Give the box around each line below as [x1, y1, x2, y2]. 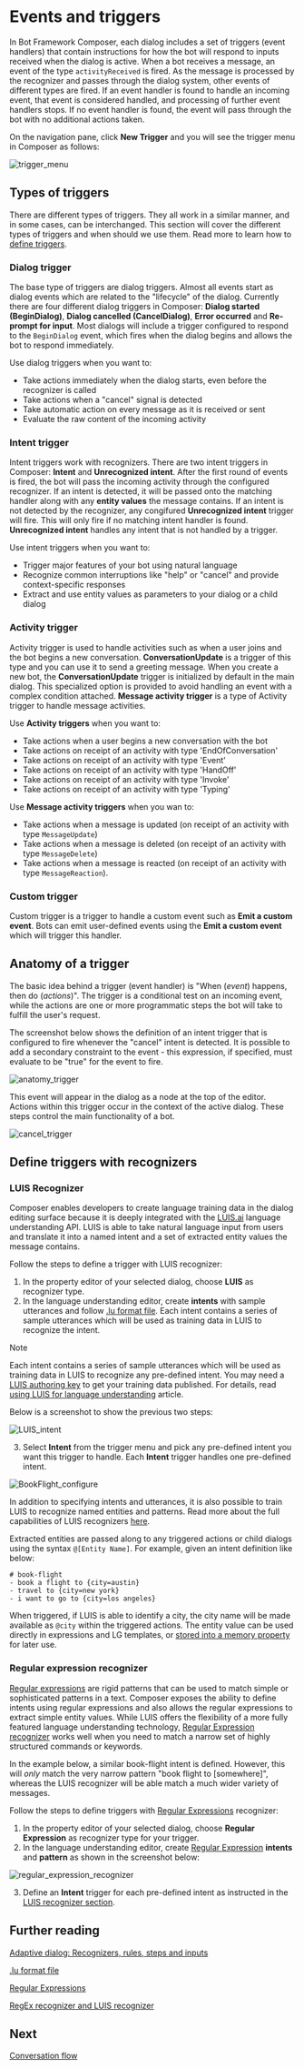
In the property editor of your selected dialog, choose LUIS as [22, 1277, 254, 1287]
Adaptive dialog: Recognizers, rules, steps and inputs [9, 1947, 209, 1958]
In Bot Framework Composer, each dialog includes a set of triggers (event [9, 36, 286, 47]
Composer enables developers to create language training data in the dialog [9, 1203, 294, 1214]
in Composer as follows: [9, 141, 100, 152]
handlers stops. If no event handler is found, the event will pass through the [9, 104, 292, 115]
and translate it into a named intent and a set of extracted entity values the [9, 1231, 288, 1243]
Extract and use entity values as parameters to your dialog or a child [22, 589, 279, 600]
